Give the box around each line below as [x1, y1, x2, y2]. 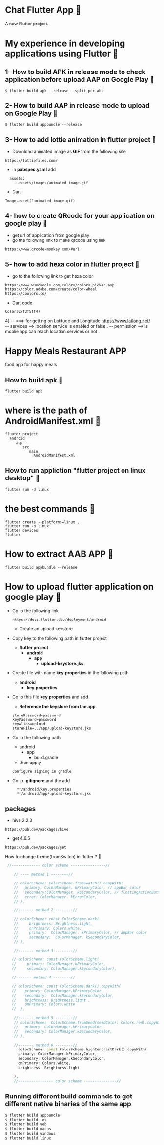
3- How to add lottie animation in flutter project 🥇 [5, 136, 156, 144]
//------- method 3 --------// [14, 948, 78, 953]
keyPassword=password [12, 717, 56, 722]
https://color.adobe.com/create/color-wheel [5, 287, 97, 292]
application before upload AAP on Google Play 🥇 [5, 75, 155, 84]
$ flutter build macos [5, 1126, 51, 1131]
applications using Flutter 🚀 [5, 48, 119, 59]
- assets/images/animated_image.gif [14, 180, 89, 185]
